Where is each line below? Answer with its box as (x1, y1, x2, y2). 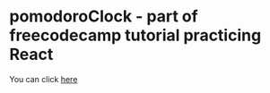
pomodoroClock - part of (9, 6, 199, 27)
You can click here (9, 73, 78, 84)
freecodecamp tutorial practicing (9, 25, 262, 46)
